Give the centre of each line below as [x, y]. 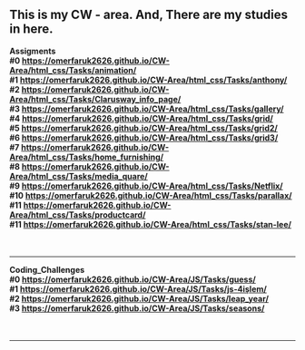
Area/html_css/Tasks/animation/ [73, 70]
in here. [31, 29]
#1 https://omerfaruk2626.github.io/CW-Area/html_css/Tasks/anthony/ [148, 80]
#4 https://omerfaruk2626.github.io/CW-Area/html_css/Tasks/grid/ [142, 118]
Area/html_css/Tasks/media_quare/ [79, 176]
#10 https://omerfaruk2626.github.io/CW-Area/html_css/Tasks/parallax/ [151, 195]
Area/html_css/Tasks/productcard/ [78, 214]
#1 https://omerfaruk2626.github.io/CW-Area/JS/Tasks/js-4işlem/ [138, 288]
